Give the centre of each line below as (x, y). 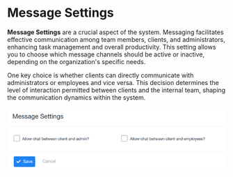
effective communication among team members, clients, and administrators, (116, 39)
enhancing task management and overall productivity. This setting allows (112, 47)
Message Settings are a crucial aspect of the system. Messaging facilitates (115, 32)
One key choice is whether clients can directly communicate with (101, 75)
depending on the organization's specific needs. (77, 61)
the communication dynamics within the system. (77, 97)
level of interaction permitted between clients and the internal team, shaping (116, 90)
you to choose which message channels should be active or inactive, (106, 54)
